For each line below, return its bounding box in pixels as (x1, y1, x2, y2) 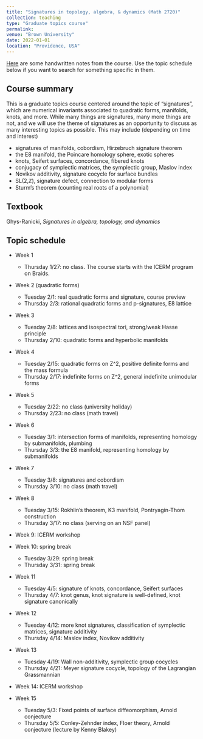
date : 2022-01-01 (6, 37, 50, 43)
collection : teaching (6, 15, 61, 21)
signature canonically (24, 598, 78, 605)
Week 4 (15, 348, 35, 355)
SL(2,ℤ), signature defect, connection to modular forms (15, 177, 154, 184)
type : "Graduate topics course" (6, 20, 88, 26)
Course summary (6, 84, 74, 95)
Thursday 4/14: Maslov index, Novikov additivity (24, 635, 145, 642)
